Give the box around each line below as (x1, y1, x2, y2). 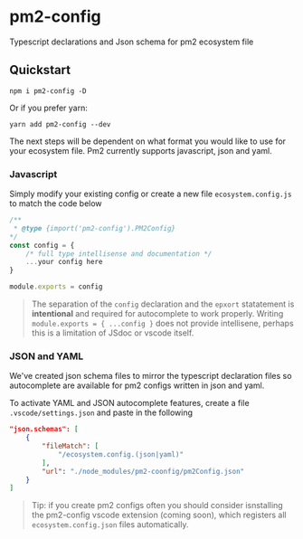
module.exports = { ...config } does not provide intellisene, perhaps (31, 318, 294, 329)
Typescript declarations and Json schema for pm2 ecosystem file (9, 36, 254, 47)
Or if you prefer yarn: (9, 102, 88, 113)
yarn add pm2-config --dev (9, 119, 111, 128)
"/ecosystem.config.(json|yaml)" (57, 449, 184, 459)
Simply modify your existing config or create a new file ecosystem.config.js (9, 188, 292, 200)
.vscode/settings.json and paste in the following (9, 407, 193, 418)
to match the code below (9, 198, 102, 209)
